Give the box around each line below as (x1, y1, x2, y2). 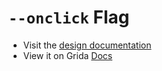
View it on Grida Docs (22, 49, 113, 61)
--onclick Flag (8, 6, 130, 29)
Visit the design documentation (22, 39, 152, 51)
